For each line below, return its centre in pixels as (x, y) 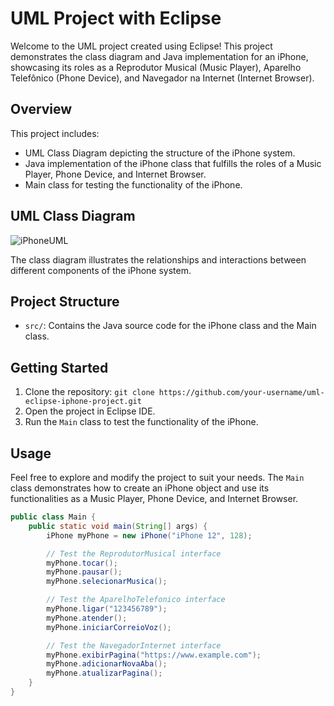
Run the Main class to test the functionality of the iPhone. (141, 422)
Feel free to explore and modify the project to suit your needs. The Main (157, 477)
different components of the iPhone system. (101, 270)
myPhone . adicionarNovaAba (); (107, 664)
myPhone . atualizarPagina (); (104, 673)
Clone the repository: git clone (89, 392)
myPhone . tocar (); (82, 563)
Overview (41, 109)
